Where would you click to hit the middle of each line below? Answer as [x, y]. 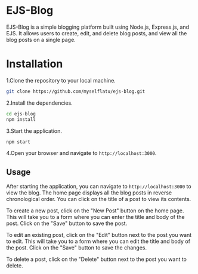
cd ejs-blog [21, 114]
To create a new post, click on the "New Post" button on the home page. [95, 211]
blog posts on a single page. [41, 39]
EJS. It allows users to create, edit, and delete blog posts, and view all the [97, 33]
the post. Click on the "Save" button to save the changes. [77, 248]
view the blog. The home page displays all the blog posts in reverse [89, 193]
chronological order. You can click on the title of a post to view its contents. [99, 199]
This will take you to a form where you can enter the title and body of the [95, 217]
